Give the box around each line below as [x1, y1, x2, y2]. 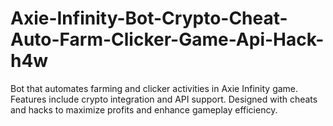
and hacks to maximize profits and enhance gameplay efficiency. [10, 103, 278, 116]
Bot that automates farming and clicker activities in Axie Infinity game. [10, 82, 299, 94]
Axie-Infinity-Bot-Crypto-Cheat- [10, 7, 288, 30]
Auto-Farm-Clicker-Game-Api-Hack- [10, 28, 325, 51]
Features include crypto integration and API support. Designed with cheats [10, 93, 318, 105]
